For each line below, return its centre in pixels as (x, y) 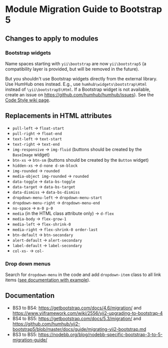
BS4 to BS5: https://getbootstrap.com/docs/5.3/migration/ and (77, 318)
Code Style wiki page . (28, 100)
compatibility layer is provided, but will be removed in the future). (72, 69)
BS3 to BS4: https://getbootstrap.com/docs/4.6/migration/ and (77, 308)
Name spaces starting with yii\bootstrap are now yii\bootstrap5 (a (76, 63)
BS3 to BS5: (25, 334)
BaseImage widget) (31, 155)
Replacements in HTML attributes (58, 116)
